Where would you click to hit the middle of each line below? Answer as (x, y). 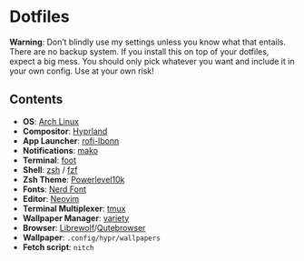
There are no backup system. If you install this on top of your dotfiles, (139, 51)
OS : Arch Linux (51, 121)
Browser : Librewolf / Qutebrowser (84, 227)
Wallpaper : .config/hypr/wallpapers (91, 237)
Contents (36, 100)
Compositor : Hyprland (65, 131)
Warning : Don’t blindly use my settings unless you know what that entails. (147, 42)
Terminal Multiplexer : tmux (74, 208)
